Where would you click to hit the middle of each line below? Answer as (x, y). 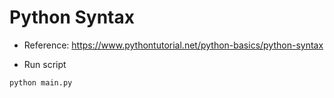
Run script (45, 64)
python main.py (41, 82)
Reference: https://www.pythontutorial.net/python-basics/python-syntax (173, 45)
